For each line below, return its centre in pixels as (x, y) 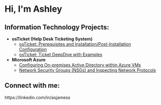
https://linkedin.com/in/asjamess (37, 97)
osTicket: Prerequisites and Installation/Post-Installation (75, 44)
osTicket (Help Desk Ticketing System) (52, 39)
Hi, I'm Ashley (33, 9)
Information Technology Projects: (57, 27)
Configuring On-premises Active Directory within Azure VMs (80, 65)
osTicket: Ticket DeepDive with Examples (60, 54)
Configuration (33, 49)
